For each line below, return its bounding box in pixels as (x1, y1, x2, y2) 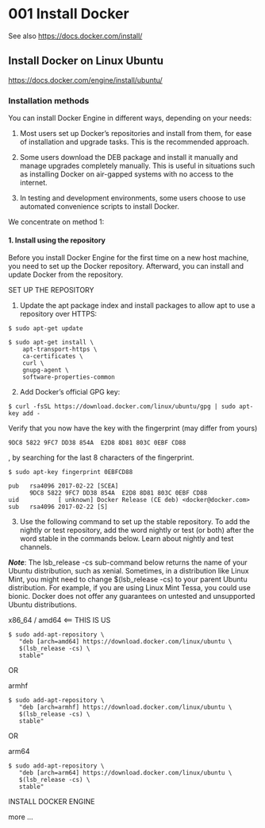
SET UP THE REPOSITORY (8, 286, 94, 295)
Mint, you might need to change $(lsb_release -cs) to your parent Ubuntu (8, 574, 248, 585)
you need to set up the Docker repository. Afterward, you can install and (8, 262, 244, 271)
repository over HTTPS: (19, 309, 98, 319)
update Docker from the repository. (8, 270, 124, 279)
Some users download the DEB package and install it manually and (19, 153, 238, 162)
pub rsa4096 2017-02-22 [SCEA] (8, 482, 119, 490)
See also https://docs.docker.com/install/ (8, 31, 143, 41)
